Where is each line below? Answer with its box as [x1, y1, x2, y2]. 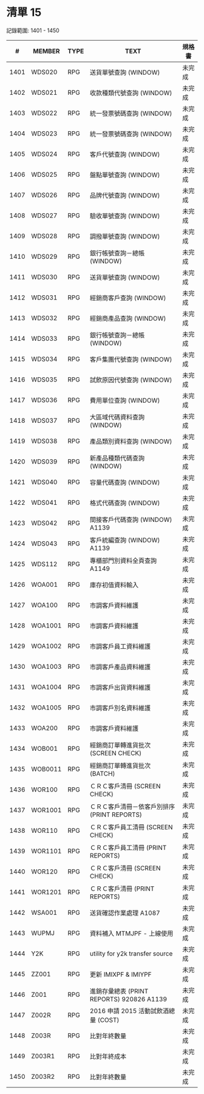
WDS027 [31, 211, 58, 219]
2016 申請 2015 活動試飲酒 [90, 1007, 169, 1015]
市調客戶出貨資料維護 [90, 683, 151, 691]
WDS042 [31, 519, 58, 527]
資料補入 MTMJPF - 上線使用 [90, 929, 174, 937]
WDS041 [31, 498, 58, 507]
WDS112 [31, 559, 58, 568]
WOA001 [31, 580, 58, 589]
